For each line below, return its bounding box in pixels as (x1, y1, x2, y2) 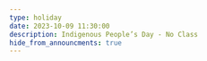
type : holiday (9, 13, 63, 22)
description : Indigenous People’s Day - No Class (9, 30, 199, 39)
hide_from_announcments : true (9, 38, 123, 48)
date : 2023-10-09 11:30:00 (9, 22, 110, 30)
